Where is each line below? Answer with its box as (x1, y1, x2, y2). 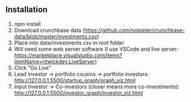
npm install (14, 20, 41, 27)
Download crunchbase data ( (14, 27, 85, 34)
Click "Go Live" (14, 64, 51, 71)
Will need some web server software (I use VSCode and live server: (14, 45, 179, 52)
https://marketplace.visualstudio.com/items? (14, 51, 123, 58)
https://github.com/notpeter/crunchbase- (84, 27, 185, 34)
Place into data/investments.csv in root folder (14, 39, 124, 46)
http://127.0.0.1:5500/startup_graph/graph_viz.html (14, 77, 136, 84)
